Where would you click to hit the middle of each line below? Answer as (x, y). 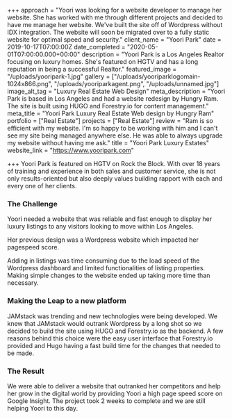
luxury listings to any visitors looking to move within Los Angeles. (100, 227)
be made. (21, 353)
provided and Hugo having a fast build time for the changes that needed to (114, 345)
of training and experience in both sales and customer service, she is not (111, 171)
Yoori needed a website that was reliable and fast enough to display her (110, 219)
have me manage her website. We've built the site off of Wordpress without (115, 25)
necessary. (23, 283)
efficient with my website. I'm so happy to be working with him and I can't (113, 128)
